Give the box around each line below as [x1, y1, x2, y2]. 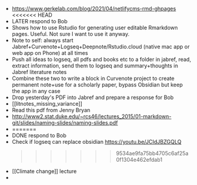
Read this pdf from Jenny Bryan [11, 107, 91, 113]
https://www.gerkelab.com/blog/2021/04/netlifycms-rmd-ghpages [11, 5, 176, 12]
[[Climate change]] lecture [11, 168, 77, 175]
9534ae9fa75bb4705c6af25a [116, 150, 189, 157]
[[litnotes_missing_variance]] [11, 100, 82, 107]
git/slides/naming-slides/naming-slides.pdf [11, 119, 118, 126]
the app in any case [11, 88, 61, 94]
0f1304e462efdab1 [116, 156, 163, 163]
